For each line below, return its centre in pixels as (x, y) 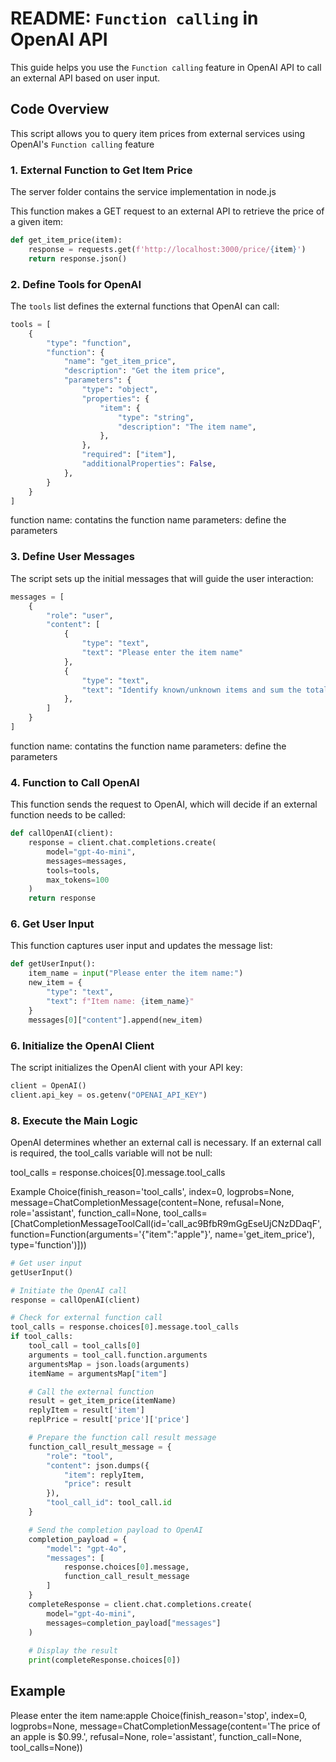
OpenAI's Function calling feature (82, 144)
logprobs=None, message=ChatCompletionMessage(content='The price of (165, 1726)
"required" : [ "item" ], (129, 455)
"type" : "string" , (156, 417)
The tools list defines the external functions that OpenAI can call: (145, 306)
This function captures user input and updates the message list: (141, 946)
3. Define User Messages (72, 557)
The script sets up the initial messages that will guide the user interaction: (162, 578)
